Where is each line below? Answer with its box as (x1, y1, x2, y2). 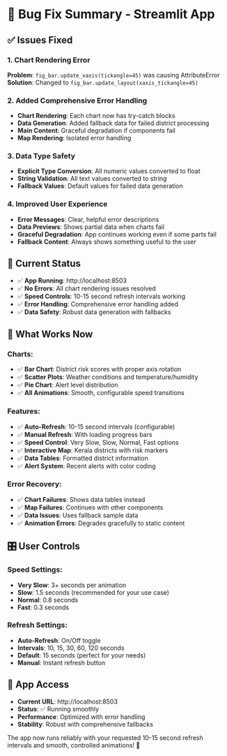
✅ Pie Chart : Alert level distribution (17, 380, 118, 390)
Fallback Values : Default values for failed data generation (17, 181, 183, 191)
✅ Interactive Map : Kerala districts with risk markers (17, 446, 169, 454)
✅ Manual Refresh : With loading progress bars (17, 430, 152, 438)
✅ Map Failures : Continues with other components (17, 503, 164, 512)
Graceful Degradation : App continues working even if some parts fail (17, 230, 217, 238)
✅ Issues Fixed (7, 34, 73, 46)
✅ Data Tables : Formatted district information (17, 454, 148, 462)
